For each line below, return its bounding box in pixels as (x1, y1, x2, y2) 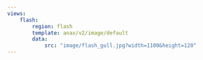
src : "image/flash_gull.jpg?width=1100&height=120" (44, 42, 197, 49)
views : (7, 10, 26, 17)
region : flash (32, 23, 73, 30)
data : (32, 36, 48, 43)
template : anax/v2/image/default (32, 29, 129, 37)
